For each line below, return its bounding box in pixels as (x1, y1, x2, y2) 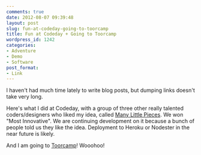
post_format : (6, 64, 39, 71)
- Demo (6, 53, 23, 59)
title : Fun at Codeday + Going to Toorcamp (6, 31, 117, 37)
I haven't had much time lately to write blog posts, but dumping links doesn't (6, 87, 195, 94)
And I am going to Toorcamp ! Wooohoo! (6, 142, 105, 149)
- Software (6, 59, 34, 65)
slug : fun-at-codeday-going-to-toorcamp (6, 25, 109, 32)
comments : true (6, 8, 44, 15)
